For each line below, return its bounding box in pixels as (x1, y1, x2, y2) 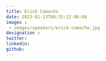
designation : (6, 30, 41, 36)
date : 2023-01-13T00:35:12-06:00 (6, 14, 87, 20)
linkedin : (6, 41, 30, 47)
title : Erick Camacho (6, 8, 59, 15)
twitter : (6, 35, 27, 41)
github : (6, 46, 25, 52)
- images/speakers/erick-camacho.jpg (8, 24, 100, 31)
